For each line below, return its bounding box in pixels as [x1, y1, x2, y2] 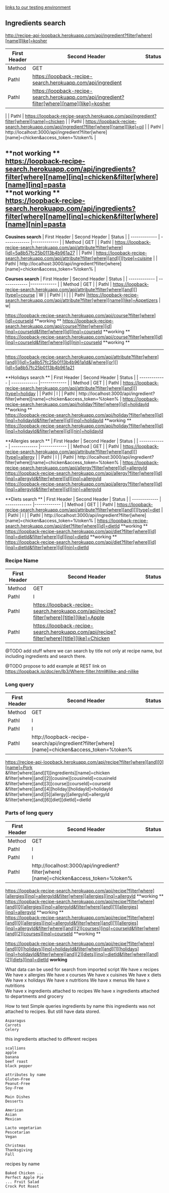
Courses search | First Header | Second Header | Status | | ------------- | [5, 276, 158, 282]
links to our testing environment [5, 5, 71, 10]
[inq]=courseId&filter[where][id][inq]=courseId [5, 328, 102, 334]
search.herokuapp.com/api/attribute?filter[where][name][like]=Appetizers [5, 297, 158, 303]
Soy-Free [5, 1085, 24, 1090]
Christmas [5, 1143, 26, 1148]
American [5, 1108, 24, 1113]
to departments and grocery [5, 993, 64, 999]
